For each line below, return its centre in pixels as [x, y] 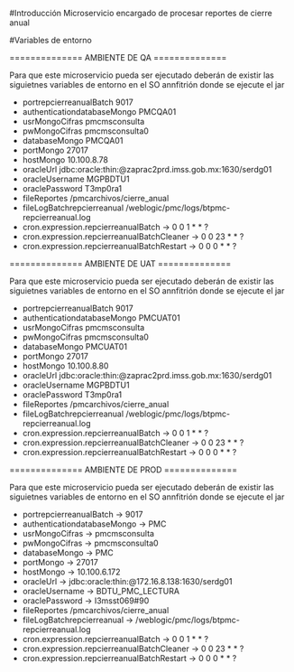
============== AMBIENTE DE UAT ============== [120, 264]
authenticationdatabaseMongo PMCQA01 [99, 112]
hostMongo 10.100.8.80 [65, 366]
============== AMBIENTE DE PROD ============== [124, 470]
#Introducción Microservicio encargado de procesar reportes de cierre [141, 13]
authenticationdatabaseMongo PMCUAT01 [101, 318]
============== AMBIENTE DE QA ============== [118, 57]
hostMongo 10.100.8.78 [65, 160]
